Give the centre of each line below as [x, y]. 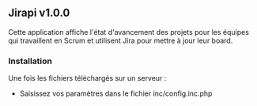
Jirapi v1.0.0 [39, 13]
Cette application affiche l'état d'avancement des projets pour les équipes [128, 32]
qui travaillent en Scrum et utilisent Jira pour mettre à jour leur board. [121, 40]
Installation [30, 61]
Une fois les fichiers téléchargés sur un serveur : [87, 78]
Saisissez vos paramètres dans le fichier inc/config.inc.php [116, 93]
